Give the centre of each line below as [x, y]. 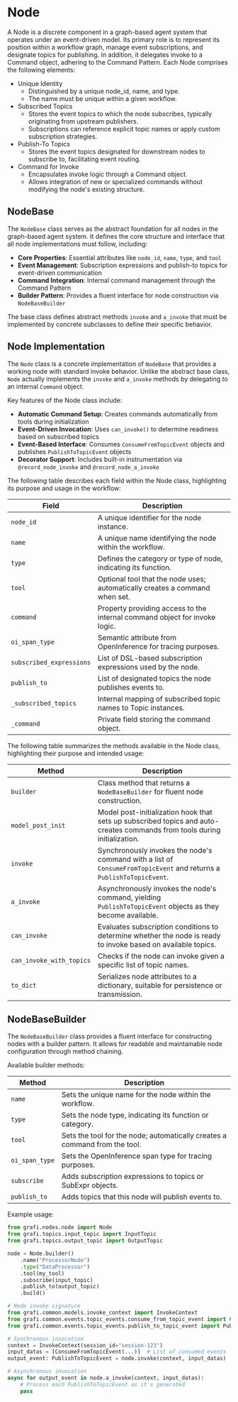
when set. [114, 596]
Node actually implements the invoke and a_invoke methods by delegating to [118, 379]
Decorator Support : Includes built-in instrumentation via [100, 459]
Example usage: [31, 1214]
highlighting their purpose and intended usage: [76, 753]
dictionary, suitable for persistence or [160, 985]
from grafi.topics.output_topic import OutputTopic [85, 1241]
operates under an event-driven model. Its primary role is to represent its [113, 39]
